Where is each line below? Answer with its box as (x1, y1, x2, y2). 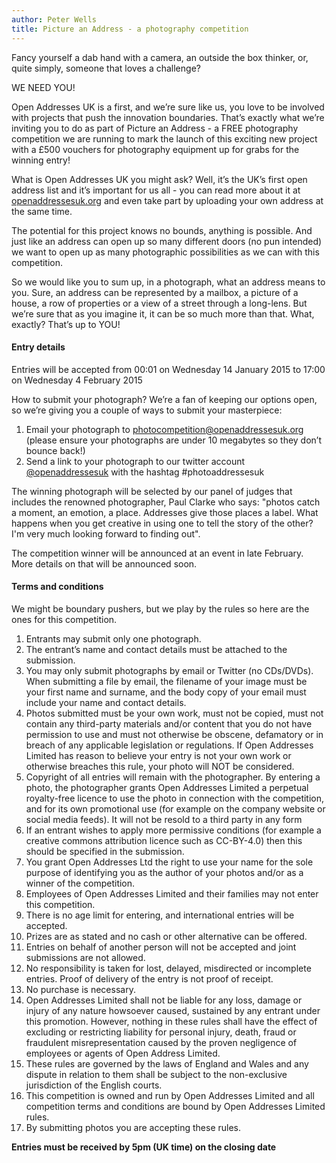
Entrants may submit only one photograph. (25, 632, 202, 645)
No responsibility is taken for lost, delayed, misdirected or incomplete (25, 962, 312, 974)
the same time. (11, 205, 73, 217)
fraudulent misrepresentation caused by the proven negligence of (25, 1036, 298, 1048)
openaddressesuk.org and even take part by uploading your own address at (11, 194, 324, 206)
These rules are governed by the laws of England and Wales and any (25, 1057, 309, 1070)
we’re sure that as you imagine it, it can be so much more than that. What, (11, 307, 315, 320)
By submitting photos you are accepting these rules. (25, 1121, 242, 1133)
